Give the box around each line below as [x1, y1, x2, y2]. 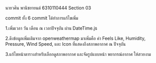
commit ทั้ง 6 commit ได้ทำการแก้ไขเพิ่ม [5, 15, 79, 21]
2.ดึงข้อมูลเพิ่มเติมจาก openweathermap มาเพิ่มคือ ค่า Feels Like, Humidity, [5, 36, 146, 41]
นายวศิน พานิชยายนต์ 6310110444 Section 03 [5, 5, 91, 11]
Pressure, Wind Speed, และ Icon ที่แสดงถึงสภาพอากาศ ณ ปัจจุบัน [5, 41, 126, 47]
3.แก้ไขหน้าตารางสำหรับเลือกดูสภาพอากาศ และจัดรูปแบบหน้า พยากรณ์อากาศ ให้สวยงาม [5, 51, 151, 57]
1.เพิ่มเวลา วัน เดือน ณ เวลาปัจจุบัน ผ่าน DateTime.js [5, 25, 98, 31]
